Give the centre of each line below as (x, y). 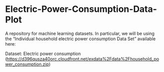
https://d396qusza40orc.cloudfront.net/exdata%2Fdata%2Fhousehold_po (83, 59)
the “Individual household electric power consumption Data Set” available (80, 39)
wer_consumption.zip (27, 64)
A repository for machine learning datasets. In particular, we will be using (80, 33)
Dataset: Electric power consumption (43, 54)
